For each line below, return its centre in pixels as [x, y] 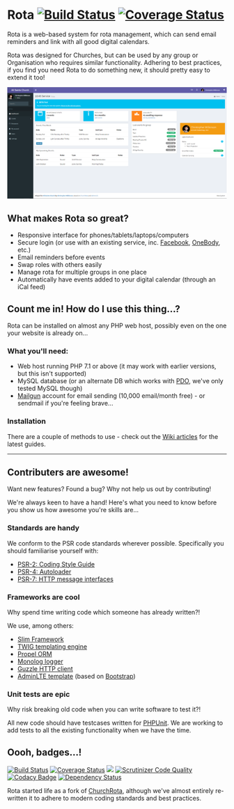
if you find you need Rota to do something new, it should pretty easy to [109, 70]
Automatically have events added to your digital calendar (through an [116, 279]
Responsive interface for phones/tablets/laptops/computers [103, 235]
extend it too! [26, 77]
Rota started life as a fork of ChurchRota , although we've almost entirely [110, 791]
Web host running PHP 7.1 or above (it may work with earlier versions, [117, 367]
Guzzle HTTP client [45, 668]
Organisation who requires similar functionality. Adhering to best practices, [115, 62]
